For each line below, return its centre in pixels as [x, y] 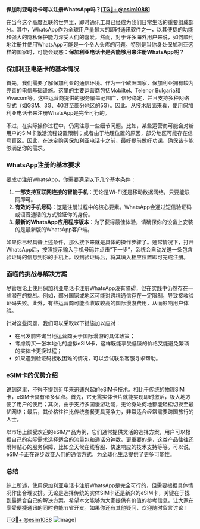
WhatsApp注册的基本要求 [43, 165]
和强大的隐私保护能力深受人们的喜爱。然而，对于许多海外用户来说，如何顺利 [100, 37]
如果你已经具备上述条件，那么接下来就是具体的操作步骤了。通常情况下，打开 [100, 242]
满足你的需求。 [29, 148]
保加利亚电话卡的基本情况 [43, 69]
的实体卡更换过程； [38, 351]
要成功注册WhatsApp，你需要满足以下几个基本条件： [71, 179]
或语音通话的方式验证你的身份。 [54, 214]
